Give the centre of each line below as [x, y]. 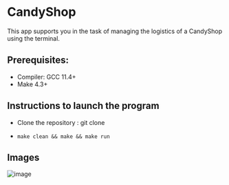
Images [23, 157]
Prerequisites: [38, 60]
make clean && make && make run [63, 136]
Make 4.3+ [32, 84]
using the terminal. [34, 38]
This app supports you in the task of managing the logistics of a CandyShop [115, 31]
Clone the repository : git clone [61, 122]
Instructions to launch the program [83, 106]
